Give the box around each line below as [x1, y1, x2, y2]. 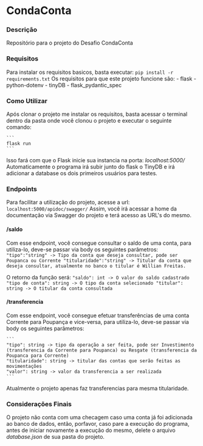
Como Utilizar [6, 96, 47, 105]
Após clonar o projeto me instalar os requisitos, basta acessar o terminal [6, 110, 188, 118]
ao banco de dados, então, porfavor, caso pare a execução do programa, [6, 420, 190, 428]
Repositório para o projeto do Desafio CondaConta [6, 39, 134, 46]
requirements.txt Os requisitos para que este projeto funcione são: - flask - [6, 74, 196, 82]
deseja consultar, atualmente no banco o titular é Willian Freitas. [6, 263, 187, 269]
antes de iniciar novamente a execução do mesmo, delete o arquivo [6, 426, 176, 434]
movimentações [6, 363, 43, 369]
